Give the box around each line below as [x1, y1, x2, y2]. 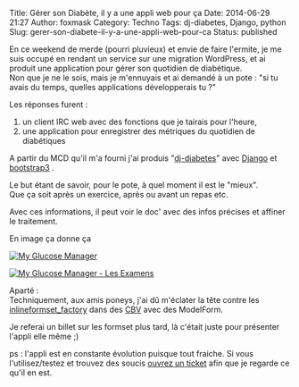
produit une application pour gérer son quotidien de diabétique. [9, 63, 243, 73]
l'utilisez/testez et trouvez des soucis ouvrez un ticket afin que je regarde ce [9, 358, 290, 368]
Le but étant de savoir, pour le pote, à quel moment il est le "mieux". [9, 180, 259, 190]
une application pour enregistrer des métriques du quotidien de [21, 126, 256, 137]
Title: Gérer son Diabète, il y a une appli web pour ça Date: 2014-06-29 [9, 8, 270, 18]
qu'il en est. [9, 367, 53, 378]
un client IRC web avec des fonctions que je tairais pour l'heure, [21, 116, 257, 127]
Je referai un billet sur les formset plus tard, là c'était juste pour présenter [9, 322, 280, 332]
